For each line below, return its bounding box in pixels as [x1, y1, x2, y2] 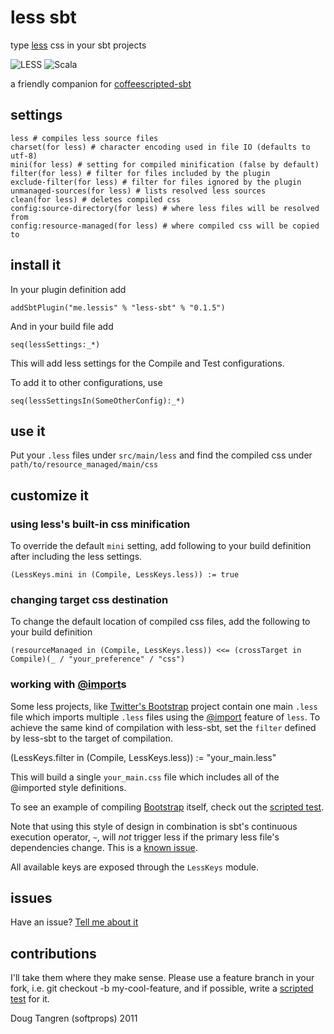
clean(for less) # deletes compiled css [10, 194, 182, 205]
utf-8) [10, 151, 38, 161]
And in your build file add [10, 320, 114, 332]
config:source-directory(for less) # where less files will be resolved [10, 203, 320, 213]
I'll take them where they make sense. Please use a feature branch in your [10, 972, 315, 984]
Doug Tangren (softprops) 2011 [10, 1012, 138, 1025]
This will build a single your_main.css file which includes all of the [10, 771, 280, 783]
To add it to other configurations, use [10, 376, 163, 388]
